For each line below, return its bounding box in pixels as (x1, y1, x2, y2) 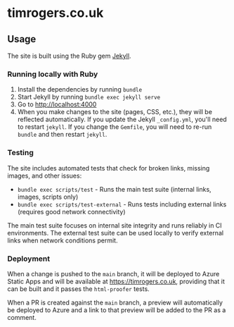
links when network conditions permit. (7, 236, 118, 245)
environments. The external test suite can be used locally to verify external (7, 228, 223, 237)
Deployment (7, 254, 51, 264)
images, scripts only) (17, 192, 79, 201)
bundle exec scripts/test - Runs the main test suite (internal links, (17, 185, 212, 193)
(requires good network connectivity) (17, 207, 126, 216)
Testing (7, 148, 34, 158)
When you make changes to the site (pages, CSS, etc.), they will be (17, 108, 213, 116)
